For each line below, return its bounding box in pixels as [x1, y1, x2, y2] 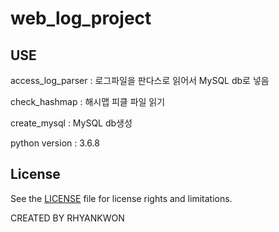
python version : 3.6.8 [10, 137, 100, 149]
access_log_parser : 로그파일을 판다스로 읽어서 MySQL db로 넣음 [10, 75, 270, 86]
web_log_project [10, 7, 152, 30]
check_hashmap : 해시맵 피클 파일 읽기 [10, 96, 166, 107]
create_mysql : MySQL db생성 [10, 117, 133, 129]
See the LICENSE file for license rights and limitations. [10, 192, 233, 204]
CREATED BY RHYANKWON [10, 212, 125, 224]
